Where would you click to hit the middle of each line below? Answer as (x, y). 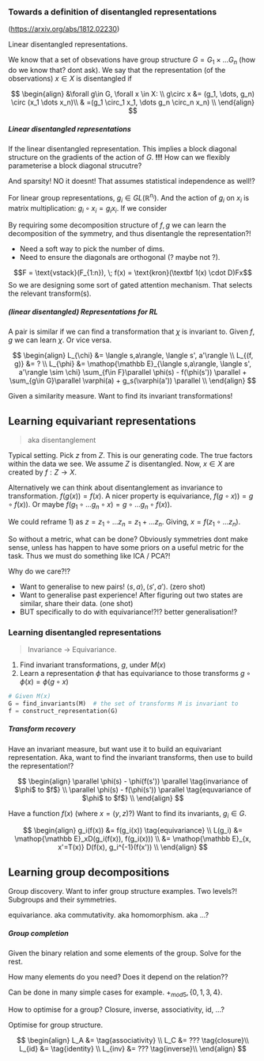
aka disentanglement (62, 440)
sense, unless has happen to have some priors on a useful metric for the (126, 547)
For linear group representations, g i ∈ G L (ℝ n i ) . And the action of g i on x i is (129, 198)
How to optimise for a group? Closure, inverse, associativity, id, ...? (117, 1009)
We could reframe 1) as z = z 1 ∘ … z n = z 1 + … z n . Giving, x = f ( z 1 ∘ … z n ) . (124, 523)
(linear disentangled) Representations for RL (83, 311)
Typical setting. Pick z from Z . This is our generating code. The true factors (130, 456)
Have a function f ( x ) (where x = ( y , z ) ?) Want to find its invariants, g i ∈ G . (128, 814)
